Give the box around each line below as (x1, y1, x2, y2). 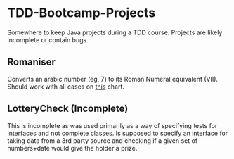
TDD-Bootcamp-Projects (7, 5, 156, 21)
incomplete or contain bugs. (7, 35, 89, 44)
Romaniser (7, 56, 56, 68)
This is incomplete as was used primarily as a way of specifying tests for (7, 121, 218, 129)
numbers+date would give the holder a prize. (7, 144, 138, 152)
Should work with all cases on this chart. (7, 82, 125, 91)
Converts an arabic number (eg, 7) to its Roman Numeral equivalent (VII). (7, 75, 219, 83)
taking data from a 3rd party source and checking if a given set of (7, 136, 198, 145)
